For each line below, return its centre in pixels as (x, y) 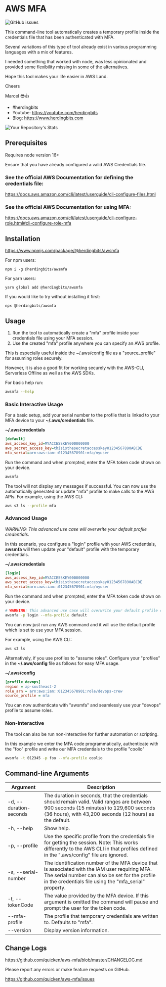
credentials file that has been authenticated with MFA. (60, 37)
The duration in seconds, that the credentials (96, 796)
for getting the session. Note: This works (91, 843)
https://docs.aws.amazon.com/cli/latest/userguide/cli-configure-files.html (81, 194)
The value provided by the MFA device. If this (97, 896)
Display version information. (77, 931)
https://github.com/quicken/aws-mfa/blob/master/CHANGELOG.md (74, 960)
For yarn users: (21, 279)
